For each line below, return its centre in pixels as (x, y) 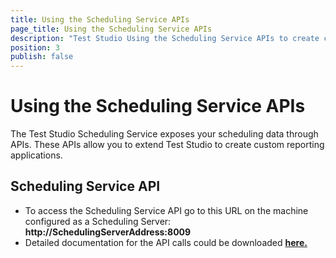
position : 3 (35, 47)
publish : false (42, 57)
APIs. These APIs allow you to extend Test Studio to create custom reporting (167, 145)
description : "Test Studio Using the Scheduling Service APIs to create (165, 38)
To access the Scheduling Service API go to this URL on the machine (166, 210)
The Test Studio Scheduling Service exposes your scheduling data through (164, 134)
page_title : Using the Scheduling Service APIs (111, 29)
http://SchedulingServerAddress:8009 (108, 232)
